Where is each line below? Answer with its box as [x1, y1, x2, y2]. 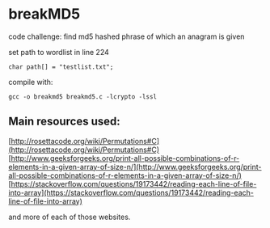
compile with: [8, 77, 53, 87]
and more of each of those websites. [8, 212, 131, 222]
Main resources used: [8, 115, 120, 129]
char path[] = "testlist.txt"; [8, 62, 114, 71]
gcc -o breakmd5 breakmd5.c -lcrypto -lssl [8, 92, 158, 101]
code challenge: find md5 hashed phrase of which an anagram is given [8, 32, 245, 41]
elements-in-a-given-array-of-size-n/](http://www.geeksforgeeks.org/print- [8, 162, 262, 171]
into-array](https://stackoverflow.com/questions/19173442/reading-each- [8, 188, 255, 197]
